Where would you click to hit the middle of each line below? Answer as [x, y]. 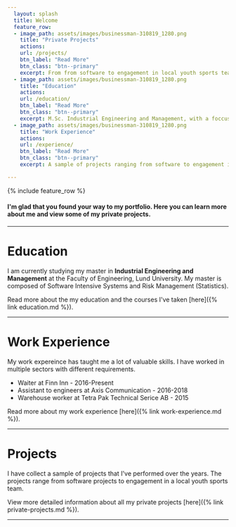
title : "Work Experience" [58, 132]
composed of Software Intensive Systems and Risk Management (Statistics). [118, 285]
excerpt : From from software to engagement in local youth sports [119, 73]
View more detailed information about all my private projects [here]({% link [116, 502]
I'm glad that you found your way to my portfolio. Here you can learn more [117, 207]
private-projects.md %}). [43, 509]
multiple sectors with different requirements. [71, 369]
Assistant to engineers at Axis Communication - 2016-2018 [103, 390]
